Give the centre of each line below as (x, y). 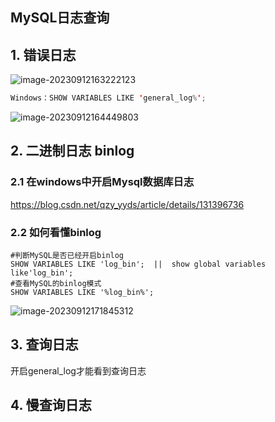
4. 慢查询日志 (51, 405)
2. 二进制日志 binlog (72, 151)
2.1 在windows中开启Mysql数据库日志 (102, 182)
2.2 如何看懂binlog (56, 232)
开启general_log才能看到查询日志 (78, 370)
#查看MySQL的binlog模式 (56, 284)
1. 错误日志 (43, 54)
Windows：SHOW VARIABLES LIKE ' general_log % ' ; (108, 98)
